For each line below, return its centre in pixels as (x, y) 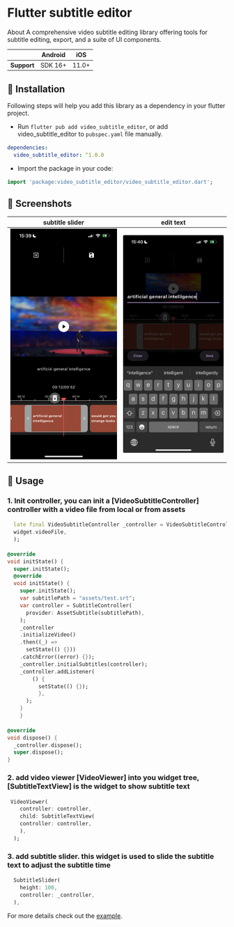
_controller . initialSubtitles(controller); (84, 664)
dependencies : (28, 148)
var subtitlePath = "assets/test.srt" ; (78, 598)
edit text (173, 222)
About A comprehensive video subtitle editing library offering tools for (107, 32)
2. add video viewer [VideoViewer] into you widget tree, (103, 778)
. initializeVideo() (48, 635)
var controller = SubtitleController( (76, 605)
